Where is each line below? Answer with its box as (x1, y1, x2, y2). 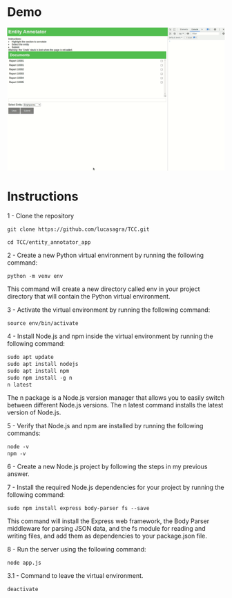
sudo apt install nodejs (7, 360, 79, 367)
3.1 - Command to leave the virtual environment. (7, 571, 144, 579)
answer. (7, 469, 30, 478)
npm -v (7, 450, 26, 457)
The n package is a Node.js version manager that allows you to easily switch (7, 393, 224, 402)
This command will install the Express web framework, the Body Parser (7, 517, 209, 525)
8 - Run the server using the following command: (7, 545, 146, 553)
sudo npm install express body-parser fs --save (7, 504, 150, 511)
